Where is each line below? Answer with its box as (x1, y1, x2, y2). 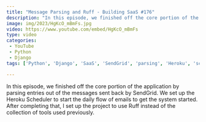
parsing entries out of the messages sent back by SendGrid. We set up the (6, 89, 195, 96)
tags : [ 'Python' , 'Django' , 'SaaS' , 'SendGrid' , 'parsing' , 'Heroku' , (6, 60, 191, 66)
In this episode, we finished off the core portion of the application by (6, 82, 180, 90)
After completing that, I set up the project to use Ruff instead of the (6, 102, 176, 109)
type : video (6, 32, 37, 38)
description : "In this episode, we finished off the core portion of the (6, 15, 199, 21)
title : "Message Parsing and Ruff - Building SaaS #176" (6, 9, 155, 15)
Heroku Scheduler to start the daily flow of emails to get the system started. (6, 96, 198, 103)
